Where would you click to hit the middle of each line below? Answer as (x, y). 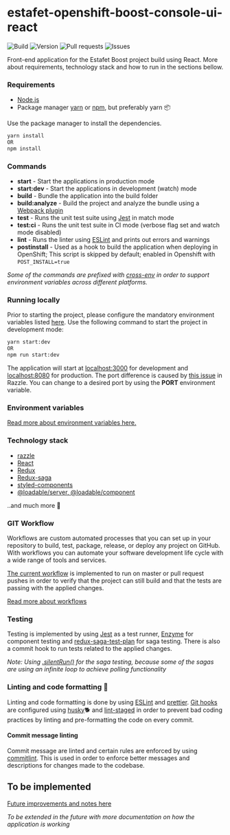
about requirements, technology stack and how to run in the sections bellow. (115, 67)
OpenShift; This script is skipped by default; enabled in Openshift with (116, 254)
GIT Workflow (31, 523)
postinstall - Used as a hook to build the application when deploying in (117, 247)
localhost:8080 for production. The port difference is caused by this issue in (115, 375)
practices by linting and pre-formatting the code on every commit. (101, 720)
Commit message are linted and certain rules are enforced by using (102, 750)
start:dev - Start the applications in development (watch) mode (107, 189)
